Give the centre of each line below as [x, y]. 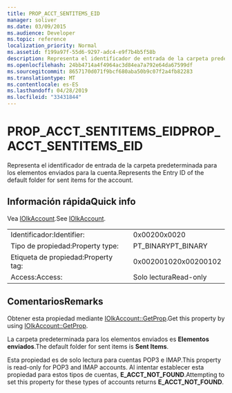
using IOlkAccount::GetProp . [48, 325]
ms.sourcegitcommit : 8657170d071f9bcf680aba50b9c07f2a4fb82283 [100, 71]
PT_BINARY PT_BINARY [170, 246]
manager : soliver [32, 20]
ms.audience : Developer [41, 33]
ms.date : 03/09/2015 [37, 26]
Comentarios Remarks [55, 302]
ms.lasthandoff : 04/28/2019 [48, 91]
